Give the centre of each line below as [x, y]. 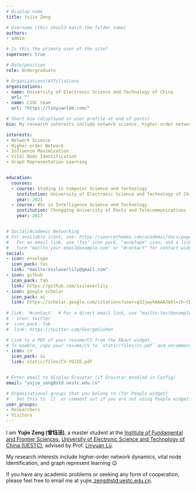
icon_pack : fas [30, 264]
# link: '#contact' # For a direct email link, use [71, 313]
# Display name [24, 11]
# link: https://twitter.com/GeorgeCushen [60, 329]
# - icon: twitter [28, 318]
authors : [17, 33]
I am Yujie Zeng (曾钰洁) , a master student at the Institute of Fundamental [94, 433]
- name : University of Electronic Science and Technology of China [90, 92]
